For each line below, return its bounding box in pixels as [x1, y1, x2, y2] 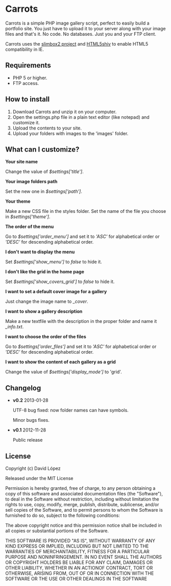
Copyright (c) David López [5, 465, 61, 471]
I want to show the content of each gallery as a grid [5, 359, 116, 365]
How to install [5, 95, 50, 104]
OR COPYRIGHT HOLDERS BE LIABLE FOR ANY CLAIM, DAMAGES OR [5, 559, 153, 566]
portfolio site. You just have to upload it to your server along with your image [5, 25, 166, 31]
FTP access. [12, 80, 39, 86]
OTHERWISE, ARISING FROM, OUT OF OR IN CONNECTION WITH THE [5, 570, 154, 576]
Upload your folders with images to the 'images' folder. [12, 130, 129, 136]
